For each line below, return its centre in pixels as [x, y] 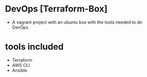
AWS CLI [21, 65]
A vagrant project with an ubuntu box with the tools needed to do [77, 22]
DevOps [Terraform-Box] [56, 9]
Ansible [20, 70]
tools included [34, 47]
